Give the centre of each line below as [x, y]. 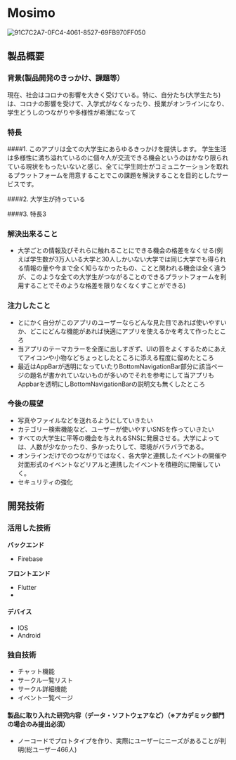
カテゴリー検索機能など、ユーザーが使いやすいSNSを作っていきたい [116, 429]
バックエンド [26, 545]
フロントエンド [29, 573]
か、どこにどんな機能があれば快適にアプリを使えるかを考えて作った [116, 331]
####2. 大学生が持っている [46, 199]
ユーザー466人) [54, 749]
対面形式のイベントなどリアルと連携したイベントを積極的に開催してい [119, 464]
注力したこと [29, 306]
